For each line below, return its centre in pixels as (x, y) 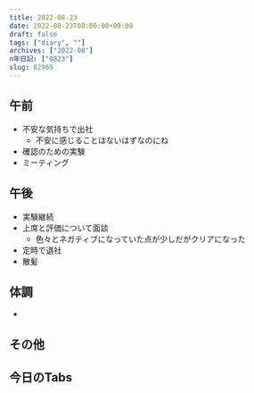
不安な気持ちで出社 (57, 129)
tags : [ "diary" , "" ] (48, 42)
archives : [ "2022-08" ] (51, 51)
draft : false (33, 34)
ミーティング (45, 163)
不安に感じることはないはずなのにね (102, 140)
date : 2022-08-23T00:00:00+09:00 (71, 26)
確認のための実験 (53, 151)
